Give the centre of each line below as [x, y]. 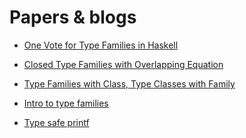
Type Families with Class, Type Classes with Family [129, 83]
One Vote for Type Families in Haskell [101, 45]
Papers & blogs [73, 17]
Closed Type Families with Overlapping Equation [123, 64]
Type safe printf [56, 122]
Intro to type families [66, 103]
